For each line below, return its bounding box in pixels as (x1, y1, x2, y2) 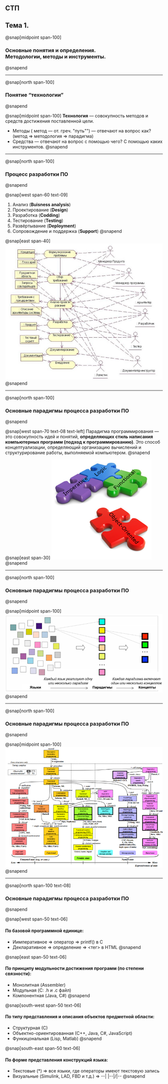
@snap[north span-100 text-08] (5, 883, 71, 889)
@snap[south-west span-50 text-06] (5, 1002, 81, 1008)
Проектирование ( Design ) (12, 207, 68, 213)
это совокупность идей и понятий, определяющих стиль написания (5, 434, 153, 440)
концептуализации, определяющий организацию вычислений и (5, 444, 141, 451)
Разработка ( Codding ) (12, 212, 60, 218)
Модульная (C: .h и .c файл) (12, 987, 71, 993)
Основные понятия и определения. (5, 47, 96, 54)
